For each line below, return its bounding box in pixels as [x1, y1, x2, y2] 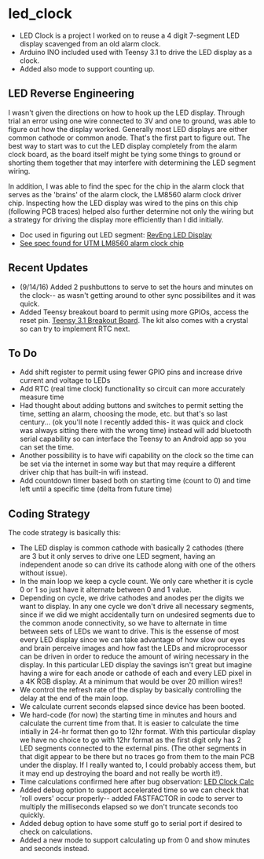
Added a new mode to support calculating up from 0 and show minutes [19, 835, 251, 845]
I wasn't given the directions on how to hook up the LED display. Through [8, 108, 245, 117]
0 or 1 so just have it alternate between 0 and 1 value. [19, 585, 192, 594]
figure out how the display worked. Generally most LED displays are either [8, 124, 248, 134]
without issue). [19, 568, 68, 578]
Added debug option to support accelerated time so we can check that [19, 785, 249, 795]
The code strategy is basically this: [8, 528, 121, 538]
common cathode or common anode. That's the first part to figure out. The [8, 133, 251, 142]
